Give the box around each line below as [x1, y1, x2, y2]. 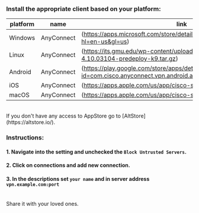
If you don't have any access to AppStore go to [6, 112, 121, 120]
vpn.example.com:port [6, 182, 60, 187]
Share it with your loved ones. [6, 200, 79, 207]
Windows [9, 34, 36, 42]
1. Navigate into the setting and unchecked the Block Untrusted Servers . [6, 148, 187, 155]
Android [9, 68, 31, 76]
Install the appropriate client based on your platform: [6, 5, 161, 13]
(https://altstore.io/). [6, 119, 55, 126]
